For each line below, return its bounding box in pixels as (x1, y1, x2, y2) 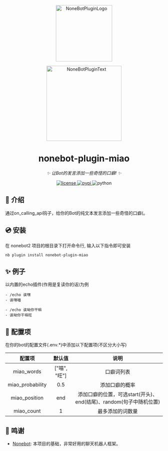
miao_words (13, 368, 41, 375)
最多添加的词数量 (97, 408, 138, 415)
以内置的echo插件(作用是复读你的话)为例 (5, 281, 89, 287)
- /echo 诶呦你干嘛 (5, 307, 42, 312)
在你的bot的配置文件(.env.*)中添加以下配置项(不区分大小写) (5, 342, 127, 348)
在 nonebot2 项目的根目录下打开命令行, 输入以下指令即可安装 (5, 242, 131, 248)
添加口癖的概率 (99, 381, 135, 388)
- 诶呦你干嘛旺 (5, 313, 32, 318)
